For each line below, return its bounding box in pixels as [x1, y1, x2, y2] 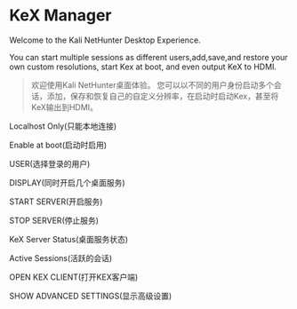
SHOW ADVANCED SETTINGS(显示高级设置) [9, 290, 173, 301]
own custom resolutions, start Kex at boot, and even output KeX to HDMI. [9, 61, 277, 72]
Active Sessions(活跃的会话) [9, 252, 113, 263]
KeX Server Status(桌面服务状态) [9, 234, 129, 244]
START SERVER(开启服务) [9, 196, 103, 207]
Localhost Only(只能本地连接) [9, 121, 117, 131]
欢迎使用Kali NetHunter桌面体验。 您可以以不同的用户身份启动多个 [30, 79, 274, 90]
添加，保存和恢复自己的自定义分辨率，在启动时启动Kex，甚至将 [46, 91, 279, 101]
